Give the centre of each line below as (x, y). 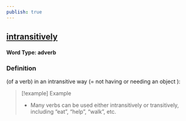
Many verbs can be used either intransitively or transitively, (105, 105)
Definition (21, 68)
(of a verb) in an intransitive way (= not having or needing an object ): (94, 81)
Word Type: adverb (31, 52)
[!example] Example (46, 93)
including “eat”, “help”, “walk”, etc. (73, 111)
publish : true (24, 12)
